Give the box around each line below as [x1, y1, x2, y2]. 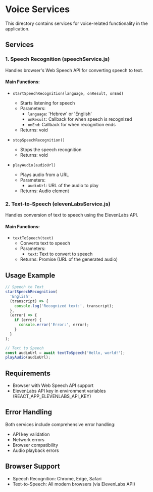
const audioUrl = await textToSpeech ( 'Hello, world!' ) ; [5, 350, 125, 356]
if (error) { [14, 318, 42, 323]
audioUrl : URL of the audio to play [27, 182, 99, 188]
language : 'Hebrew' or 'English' [27, 111, 92, 117]
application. [5, 25, 30, 31]
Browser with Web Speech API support [12, 382, 94, 389]
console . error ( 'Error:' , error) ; [18, 322, 89, 328]
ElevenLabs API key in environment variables [12, 388, 106, 394]
